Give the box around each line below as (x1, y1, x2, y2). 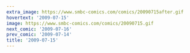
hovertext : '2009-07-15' (6, 15, 69, 21)
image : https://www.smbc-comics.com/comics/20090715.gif (6, 20, 154, 26)
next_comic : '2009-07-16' (6, 26, 72, 32)
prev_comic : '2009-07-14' (6, 32, 72, 38)
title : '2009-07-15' (6, 37, 59, 43)
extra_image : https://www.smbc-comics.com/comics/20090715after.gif (6, 9, 184, 15)
